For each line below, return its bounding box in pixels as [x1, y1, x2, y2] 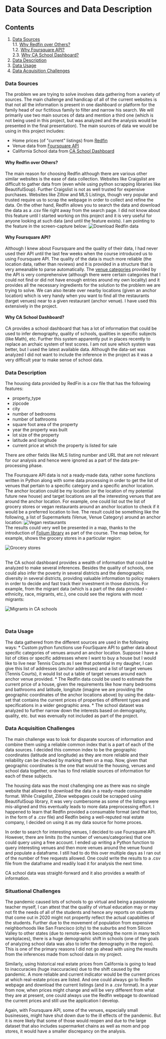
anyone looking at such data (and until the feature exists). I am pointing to [5, 217, 155, 223]
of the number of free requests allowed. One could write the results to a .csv [5, 855, 161, 861]
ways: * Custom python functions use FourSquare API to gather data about [5, 644, 158, 650]
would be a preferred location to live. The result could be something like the [5, 509, 159, 515]
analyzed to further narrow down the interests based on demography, [5, 707, 147, 713]
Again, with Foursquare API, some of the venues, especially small [5, 1007, 138, 1013]
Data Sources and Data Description [5, 3, 152, 15]
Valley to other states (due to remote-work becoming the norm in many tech [5, 930, 160, 936]
